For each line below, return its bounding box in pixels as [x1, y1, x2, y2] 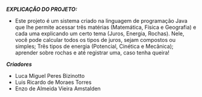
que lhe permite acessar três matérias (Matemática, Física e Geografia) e [14, 24, 197, 31]
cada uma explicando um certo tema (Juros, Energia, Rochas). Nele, [14, 30, 185, 37]
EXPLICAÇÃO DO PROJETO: [6, 6, 78, 13]
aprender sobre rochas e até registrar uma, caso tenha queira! [14, 49, 170, 56]
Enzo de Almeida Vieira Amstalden [14, 85, 101, 92]
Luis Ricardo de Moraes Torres [14, 78, 92, 86]
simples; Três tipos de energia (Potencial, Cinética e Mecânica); [14, 43, 174, 50]
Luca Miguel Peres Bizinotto [14, 72, 85, 79]
